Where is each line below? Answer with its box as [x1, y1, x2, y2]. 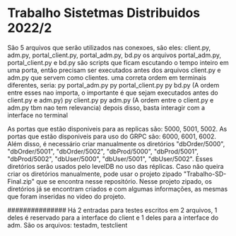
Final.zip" [7, 177, 35, 185]
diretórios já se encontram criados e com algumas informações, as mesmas [7, 184, 228, 193]
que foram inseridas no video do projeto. [7, 192, 126, 201]
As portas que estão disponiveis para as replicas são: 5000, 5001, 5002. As [7, 124, 228, 133]
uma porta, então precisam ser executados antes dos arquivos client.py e [7, 66, 221, 74]
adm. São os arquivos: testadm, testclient [7, 220, 128, 229]
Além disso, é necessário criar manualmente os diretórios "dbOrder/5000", [7, 139, 225, 148]
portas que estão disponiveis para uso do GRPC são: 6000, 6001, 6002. [7, 132, 217, 141]
